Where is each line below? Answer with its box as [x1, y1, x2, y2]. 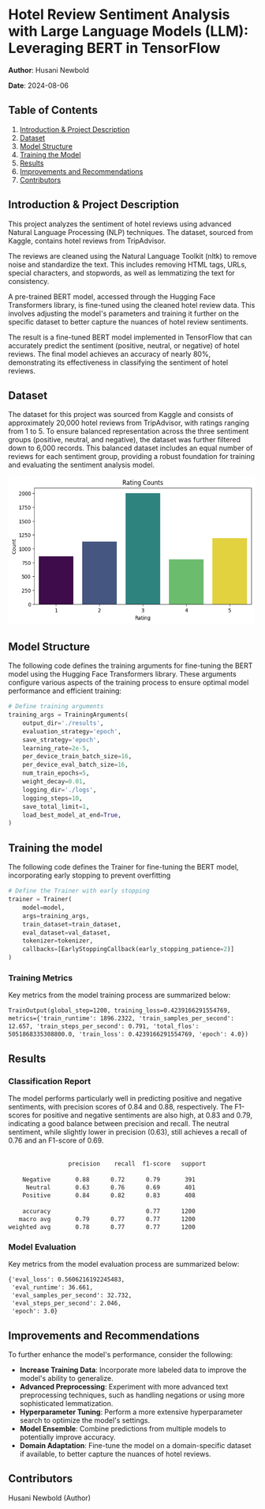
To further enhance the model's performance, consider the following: [8, 1350, 233, 1359]
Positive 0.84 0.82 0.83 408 [22, 1191, 196, 1200]
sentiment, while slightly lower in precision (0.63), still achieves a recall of [8, 1127, 248, 1136]
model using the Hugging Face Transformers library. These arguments [8, 669, 237, 679]
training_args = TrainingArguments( [8, 711, 129, 719]
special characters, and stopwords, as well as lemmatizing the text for [8, 267, 235, 278]
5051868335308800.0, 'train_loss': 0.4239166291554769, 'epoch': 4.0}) [8, 1030, 248, 1038]
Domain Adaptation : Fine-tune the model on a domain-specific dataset [19, 1441, 252, 1450]
